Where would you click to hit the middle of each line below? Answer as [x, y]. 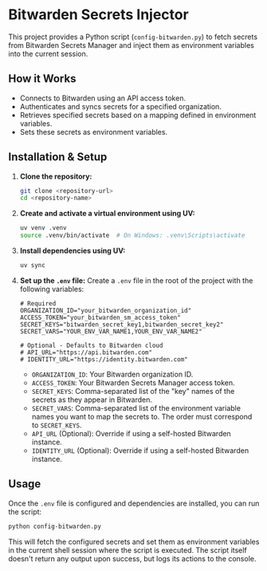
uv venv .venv [43, 228]
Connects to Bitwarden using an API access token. [102, 98]
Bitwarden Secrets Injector [98, 15]
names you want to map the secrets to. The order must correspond [142, 416]
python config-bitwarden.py [55, 526]
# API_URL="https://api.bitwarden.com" [86, 352]
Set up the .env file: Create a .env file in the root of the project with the [136, 280]
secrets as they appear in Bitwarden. [92, 400]
